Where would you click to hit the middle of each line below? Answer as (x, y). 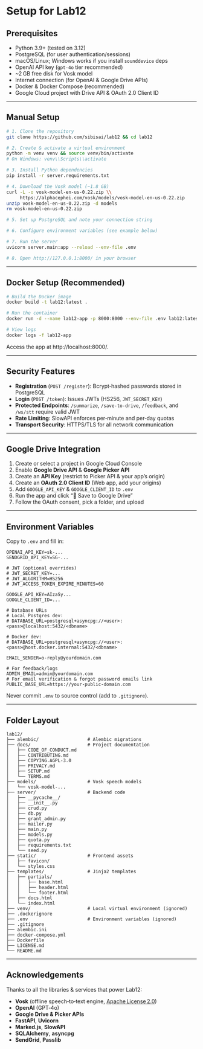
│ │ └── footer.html (37, 893)
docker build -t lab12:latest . (47, 302)
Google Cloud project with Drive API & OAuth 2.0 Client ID (87, 93)
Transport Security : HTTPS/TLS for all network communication (94, 425)
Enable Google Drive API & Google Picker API (72, 470)
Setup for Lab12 (46, 11)
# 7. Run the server (32, 242)
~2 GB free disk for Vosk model (54, 73)
